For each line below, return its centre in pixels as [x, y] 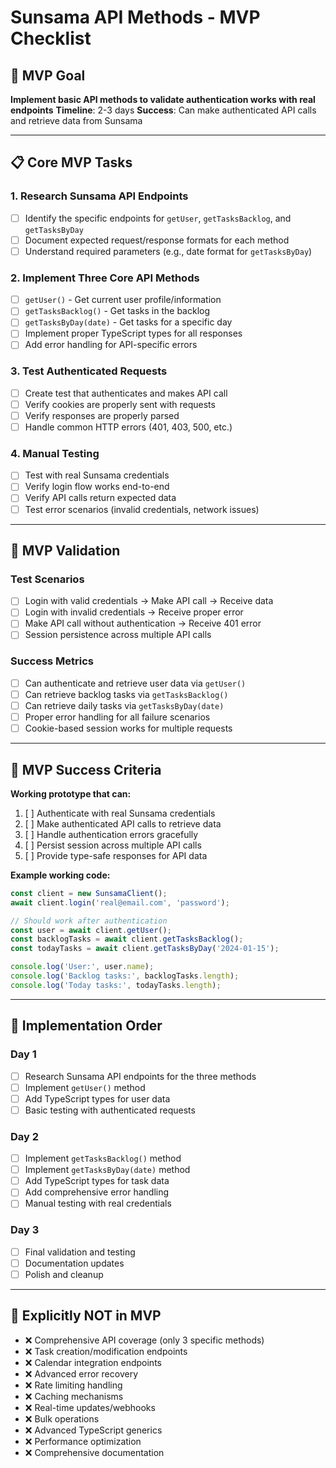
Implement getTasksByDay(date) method [107, 1170]
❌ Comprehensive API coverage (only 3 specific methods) [144, 1340]
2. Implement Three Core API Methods [105, 278]
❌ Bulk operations [62, 1418]
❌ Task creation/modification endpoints [106, 1351]
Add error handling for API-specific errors [111, 345]
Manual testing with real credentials [98, 1203]
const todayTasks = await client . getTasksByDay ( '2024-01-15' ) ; [145, 949]
